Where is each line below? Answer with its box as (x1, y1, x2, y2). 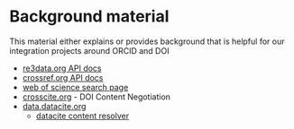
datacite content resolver (35, 110, 129, 121)
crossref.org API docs (22, 72, 104, 82)
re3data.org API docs (22, 63, 102, 73)
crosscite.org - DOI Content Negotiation (22, 91, 171, 102)
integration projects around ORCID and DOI (9, 45, 170, 56)
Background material (9, 6, 170, 27)
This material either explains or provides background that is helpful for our (9, 36, 285, 47)
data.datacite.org (22, 100, 87, 111)
